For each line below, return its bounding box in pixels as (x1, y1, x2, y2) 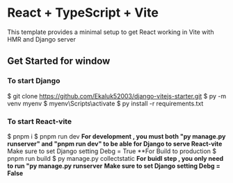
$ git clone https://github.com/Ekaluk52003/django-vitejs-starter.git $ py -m (7, 91, 227, 100)
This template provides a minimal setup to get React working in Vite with (7, 28, 214, 36)
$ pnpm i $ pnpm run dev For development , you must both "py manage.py (7, 132, 226, 140)
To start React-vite (7, 116, 72, 126)
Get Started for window (7, 55, 111, 67)
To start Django (7, 76, 61, 86)
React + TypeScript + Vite (7, 5, 159, 21)
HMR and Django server (7, 35, 77, 43)
